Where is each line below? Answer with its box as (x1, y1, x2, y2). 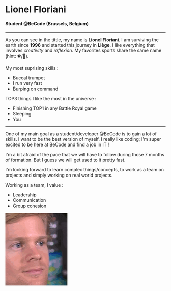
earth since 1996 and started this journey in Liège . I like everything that (5, 42, 155, 48)
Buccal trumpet (12, 75, 45, 81)
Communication (12, 197, 46, 203)
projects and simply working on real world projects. (5, 172, 113, 179)
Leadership (12, 192, 37, 198)
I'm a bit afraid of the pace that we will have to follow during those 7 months (5, 152, 164, 158)
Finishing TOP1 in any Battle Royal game (12, 105, 97, 111)
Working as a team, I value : (5, 182, 64, 188)
